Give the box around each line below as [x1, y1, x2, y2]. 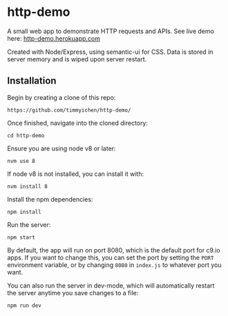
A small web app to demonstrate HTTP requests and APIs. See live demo [7, 27, 214, 35]
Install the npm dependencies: [7, 195, 93, 204]
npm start [7, 234, 36, 241]
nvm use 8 [7, 157, 36, 164]
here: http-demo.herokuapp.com [7, 34, 101, 42]
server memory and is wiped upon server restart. [7, 55, 147, 63]
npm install [7, 208, 41, 215]
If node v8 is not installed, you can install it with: [7, 170, 144, 178]
